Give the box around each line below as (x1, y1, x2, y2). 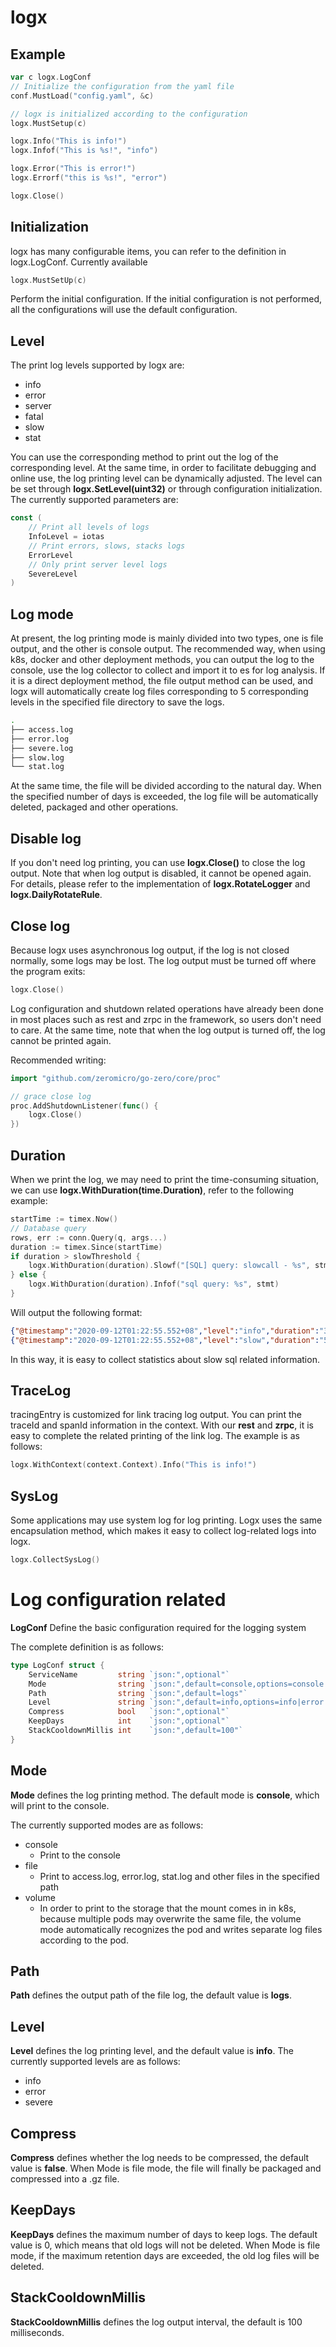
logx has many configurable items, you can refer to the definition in (10, 245, 287, 257)
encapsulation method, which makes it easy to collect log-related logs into (10, 1525, 317, 1537)
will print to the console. (10, 1799, 110, 1811)
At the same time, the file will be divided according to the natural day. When (10, 780, 322, 792)
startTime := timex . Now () (10, 1214, 118, 1224)
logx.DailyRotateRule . (10, 889, 103, 901)
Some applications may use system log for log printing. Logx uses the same (10, 1514, 323, 1526)
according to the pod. (39, 1934, 129, 1946)
